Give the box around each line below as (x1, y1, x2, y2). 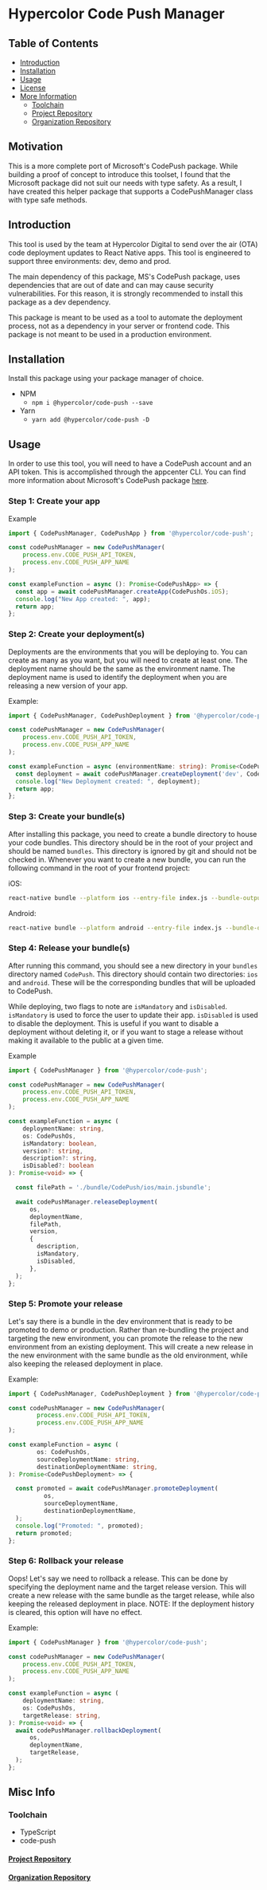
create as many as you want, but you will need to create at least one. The (8, 655, 248, 665)
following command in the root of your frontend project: (8, 862, 191, 873)
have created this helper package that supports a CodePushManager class (8, 187, 253, 196)
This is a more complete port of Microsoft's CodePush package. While (8, 161, 238, 171)
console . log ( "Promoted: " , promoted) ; (15, 1522, 145, 1530)
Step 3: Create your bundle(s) (8, 811, 126, 822)
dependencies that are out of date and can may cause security (8, 280, 215, 289)
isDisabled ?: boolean (22, 1161, 94, 1170)
